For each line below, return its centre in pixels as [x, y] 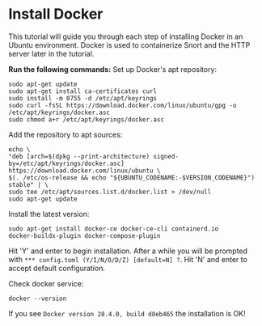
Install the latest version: [49, 214]
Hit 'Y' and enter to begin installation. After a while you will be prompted [128, 251]
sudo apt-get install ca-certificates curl [83, 91]
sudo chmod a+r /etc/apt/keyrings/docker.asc [86, 119]
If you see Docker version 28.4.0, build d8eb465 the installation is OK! [127, 313]
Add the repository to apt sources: [65, 134]
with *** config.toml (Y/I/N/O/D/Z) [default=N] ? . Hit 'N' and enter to [128, 259]
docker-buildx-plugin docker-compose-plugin [85, 235]
